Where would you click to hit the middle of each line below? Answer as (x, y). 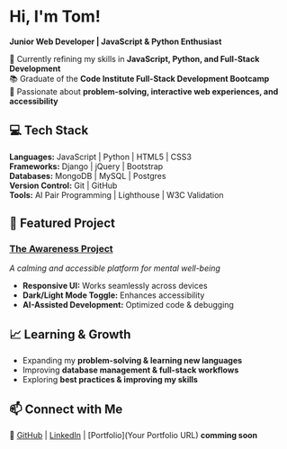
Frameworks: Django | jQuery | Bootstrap (86, 166)
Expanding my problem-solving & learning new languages (132, 361)
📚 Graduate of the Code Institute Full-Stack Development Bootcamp (139, 78)
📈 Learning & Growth (70, 334)
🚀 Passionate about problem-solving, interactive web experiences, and (144, 91)
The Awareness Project (62, 249)
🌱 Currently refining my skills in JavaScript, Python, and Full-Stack (135, 58)
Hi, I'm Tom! (55, 17)
